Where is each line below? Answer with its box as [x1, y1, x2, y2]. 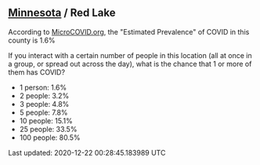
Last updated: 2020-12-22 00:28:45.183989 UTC [8, 148, 166, 157]
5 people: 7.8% [19, 108, 68, 117]
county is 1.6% [8, 35, 56, 45]
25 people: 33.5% [19, 124, 78, 134]
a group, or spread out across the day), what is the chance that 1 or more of [8, 59, 252, 68]
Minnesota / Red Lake [8, 6, 116, 20]
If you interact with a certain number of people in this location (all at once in [8, 50, 252, 60]
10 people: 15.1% [19, 115, 73, 125]
